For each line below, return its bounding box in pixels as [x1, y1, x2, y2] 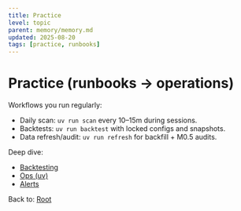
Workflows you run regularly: [8, 100, 102, 110]
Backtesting [19, 162, 59, 173]
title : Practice [8, 11, 61, 20]
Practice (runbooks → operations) [8, 75, 235, 93]
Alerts [19, 180, 39, 189]
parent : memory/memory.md [8, 26, 93, 34]
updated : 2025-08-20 [8, 33, 76, 42]
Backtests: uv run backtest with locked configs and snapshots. [19, 124, 226, 133]
